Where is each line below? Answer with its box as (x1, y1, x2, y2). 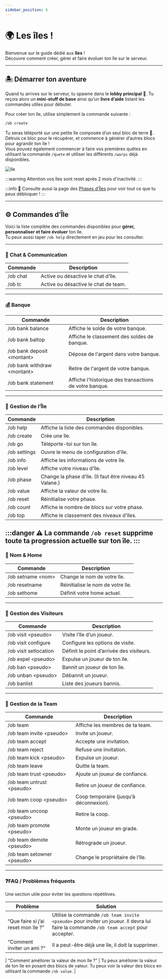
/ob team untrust (7, 779, 47, 786)
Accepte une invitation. (75, 738, 130, 745)
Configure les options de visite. (62, 639, 135, 646)
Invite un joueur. (75, 730, 113, 737)
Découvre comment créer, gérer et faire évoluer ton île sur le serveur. (5, 55, 148, 61)
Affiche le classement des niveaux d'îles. (40, 512, 136, 519)
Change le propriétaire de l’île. (75, 854, 146, 861)
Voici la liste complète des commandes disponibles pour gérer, (5, 223, 135, 229)
